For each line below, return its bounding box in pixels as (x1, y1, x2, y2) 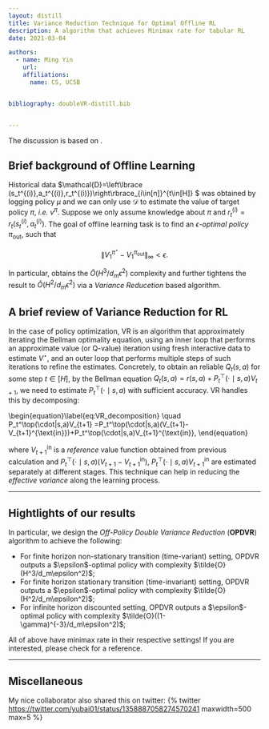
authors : (8, 49, 38, 57)
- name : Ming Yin (15, 56, 74, 64)
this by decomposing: (8, 395, 80, 405)
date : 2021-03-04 (8, 34, 66, 42)
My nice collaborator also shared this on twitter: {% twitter (8, 695, 201, 705)
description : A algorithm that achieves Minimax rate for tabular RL (8, 26, 246, 34)
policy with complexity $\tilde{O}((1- (46, 611, 167, 621)
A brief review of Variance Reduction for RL (8, 305, 228, 318)
